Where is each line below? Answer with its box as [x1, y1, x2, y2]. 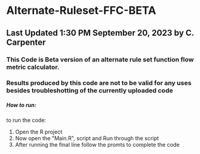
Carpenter [6, 37, 46, 47]
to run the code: [6, 117, 47, 124]
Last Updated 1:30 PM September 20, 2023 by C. [6, 28, 195, 38]
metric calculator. [6, 63, 59, 71]
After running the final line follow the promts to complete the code [15, 141, 180, 149]
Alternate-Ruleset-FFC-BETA [6, 4, 156, 18]
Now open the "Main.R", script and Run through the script [15, 135, 159, 142]
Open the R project [15, 128, 62, 136]
